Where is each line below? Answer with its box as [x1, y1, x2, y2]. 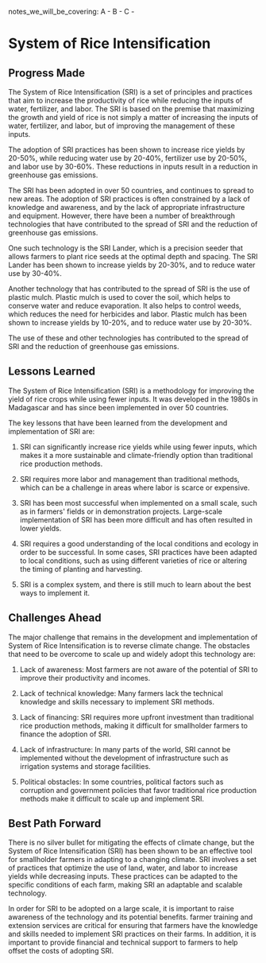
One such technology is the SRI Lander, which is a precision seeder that [8, 243, 244, 253]
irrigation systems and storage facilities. [19, 761, 151, 771]
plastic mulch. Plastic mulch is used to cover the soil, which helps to [8, 293, 231, 301]
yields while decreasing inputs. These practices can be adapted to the [8, 872, 238, 881]
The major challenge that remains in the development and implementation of [8, 632, 258, 642]
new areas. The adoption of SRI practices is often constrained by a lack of [8, 194, 250, 204]
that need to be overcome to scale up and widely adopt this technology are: [8, 649, 256, 658]
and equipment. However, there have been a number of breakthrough [8, 211, 236, 220]
